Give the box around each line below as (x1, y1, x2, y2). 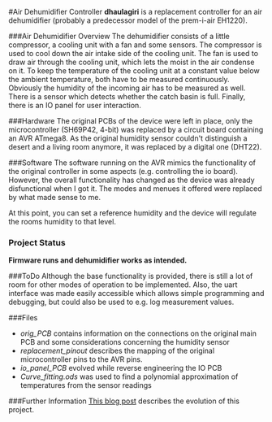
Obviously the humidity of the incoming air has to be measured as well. (8, 83, 246, 93)
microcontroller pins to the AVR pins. (19, 355, 143, 364)
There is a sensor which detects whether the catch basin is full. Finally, (8, 92, 246, 101)
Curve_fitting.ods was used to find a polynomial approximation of (19, 372, 239, 381)
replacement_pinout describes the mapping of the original (19, 346, 215, 356)
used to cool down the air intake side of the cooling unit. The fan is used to (8, 49, 258, 58)
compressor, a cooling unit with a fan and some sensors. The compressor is (8, 40, 262, 50)
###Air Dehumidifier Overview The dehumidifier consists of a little (8, 32, 230, 41)
